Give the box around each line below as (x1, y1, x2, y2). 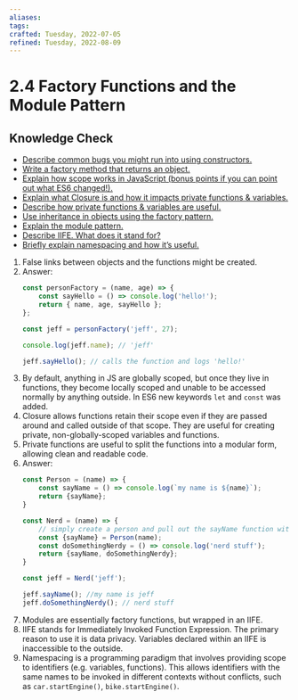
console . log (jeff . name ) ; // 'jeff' (21, 341, 155, 350)
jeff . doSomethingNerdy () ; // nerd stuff (21, 598, 174, 607)
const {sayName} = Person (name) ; (38, 532, 163, 542)
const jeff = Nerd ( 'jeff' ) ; (21, 574, 126, 583)
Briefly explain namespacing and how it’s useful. (21, 240, 200, 251)
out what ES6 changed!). (21, 183, 114, 194)
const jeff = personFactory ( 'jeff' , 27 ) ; (21, 325, 179, 334)
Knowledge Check (9, 130, 114, 145)
